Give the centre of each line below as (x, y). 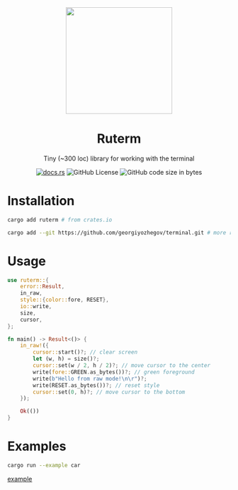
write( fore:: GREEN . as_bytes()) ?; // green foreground (114, 372)
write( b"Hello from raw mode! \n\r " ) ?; (90, 379)
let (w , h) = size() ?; (66, 359)
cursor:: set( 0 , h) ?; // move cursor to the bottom (109, 392)
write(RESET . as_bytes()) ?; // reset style (96, 385)
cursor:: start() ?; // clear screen (85, 352)
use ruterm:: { (28, 280)
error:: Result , (42, 287)
